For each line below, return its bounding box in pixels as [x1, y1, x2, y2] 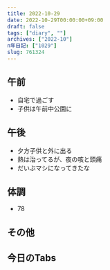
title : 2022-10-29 [7, 10, 60, 17]
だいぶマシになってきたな [17, 163, 90, 172]
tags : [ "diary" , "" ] [7, 29, 67, 37]
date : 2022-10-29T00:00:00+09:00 [7, 17, 104, 24]
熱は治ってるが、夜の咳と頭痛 [17, 155, 102, 163]
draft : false [7, 23, 45, 30]
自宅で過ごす [17, 96, 54, 104]
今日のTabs [7, 252, 57, 264]
